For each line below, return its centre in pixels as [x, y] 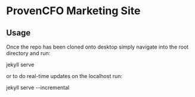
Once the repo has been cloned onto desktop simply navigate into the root [97, 47]
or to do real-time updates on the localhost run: [64, 76]
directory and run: [28, 53]
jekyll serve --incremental [38, 88]
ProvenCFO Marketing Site [73, 11]
